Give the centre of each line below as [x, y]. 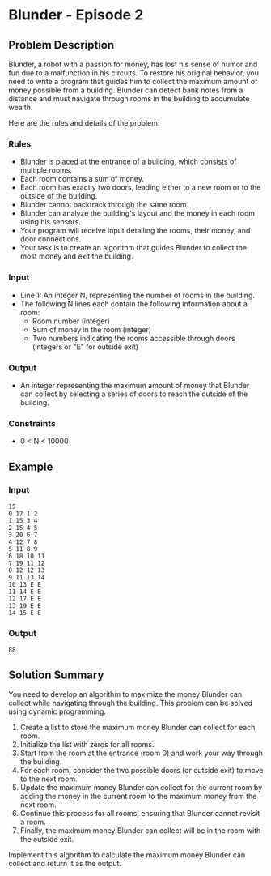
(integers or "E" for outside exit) [85, 347]
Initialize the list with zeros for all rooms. [87, 744]
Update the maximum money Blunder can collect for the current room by [141, 787]
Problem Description [61, 45]
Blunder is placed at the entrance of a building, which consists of [128, 162]
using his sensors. [50, 222]
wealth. [21, 107]
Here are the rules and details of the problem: [84, 123]
